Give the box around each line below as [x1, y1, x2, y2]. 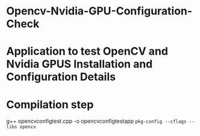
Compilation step [6, 97, 94, 111]
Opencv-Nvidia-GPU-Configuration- [6, 4, 193, 18]
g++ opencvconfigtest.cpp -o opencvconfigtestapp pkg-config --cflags [6, 117, 187, 125]
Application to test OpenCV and [6, 45, 169, 58]
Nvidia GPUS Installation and [6, 57, 153, 71]
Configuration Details [6, 70, 116, 84]
